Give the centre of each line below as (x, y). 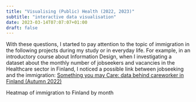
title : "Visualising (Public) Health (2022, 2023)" (70, 11)
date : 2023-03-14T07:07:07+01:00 (47, 22)
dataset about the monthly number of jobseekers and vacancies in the (91, 63)
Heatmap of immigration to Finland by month (60, 93)
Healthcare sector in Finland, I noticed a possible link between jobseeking (95, 69)
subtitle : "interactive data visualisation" (61, 17)
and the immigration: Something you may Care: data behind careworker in (95, 75)
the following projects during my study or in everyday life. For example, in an (98, 51)
